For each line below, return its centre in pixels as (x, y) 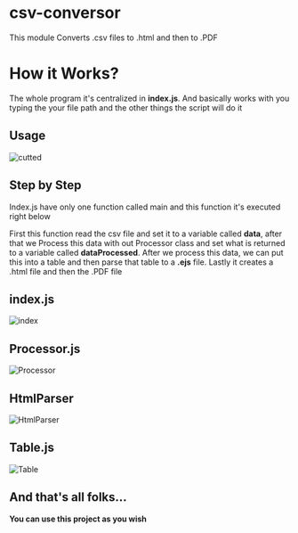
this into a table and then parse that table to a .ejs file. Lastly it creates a (141, 262)
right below (30, 216)
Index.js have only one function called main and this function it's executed (145, 207)
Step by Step (45, 185)
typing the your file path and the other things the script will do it (126, 107)
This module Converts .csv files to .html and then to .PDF (113, 37)
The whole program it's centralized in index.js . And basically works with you (149, 98)
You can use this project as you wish (78, 519)
